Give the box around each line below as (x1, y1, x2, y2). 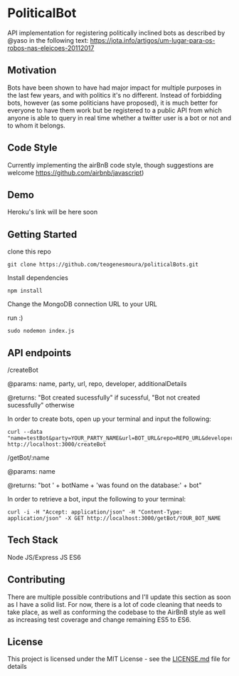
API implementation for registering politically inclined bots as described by (7, 28, 225, 37)
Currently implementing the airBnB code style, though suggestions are (7, 160, 214, 169)
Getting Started (7, 228, 78, 240)
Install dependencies (7, 274, 69, 282)
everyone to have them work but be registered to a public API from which (7, 105, 222, 115)
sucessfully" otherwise (7, 401, 75, 409)
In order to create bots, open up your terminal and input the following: (7, 415, 211, 423)
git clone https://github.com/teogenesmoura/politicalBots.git (7, 261, 199, 269)
